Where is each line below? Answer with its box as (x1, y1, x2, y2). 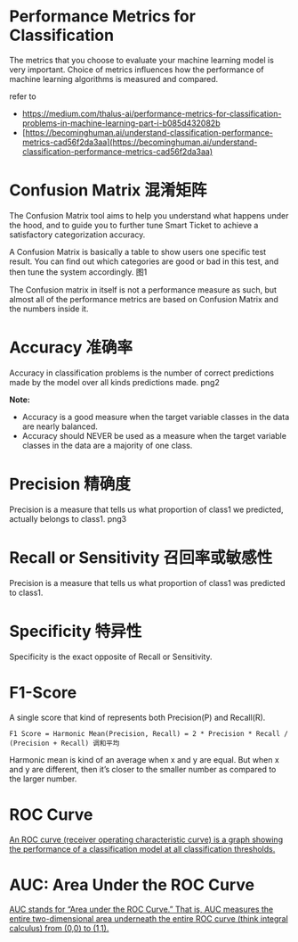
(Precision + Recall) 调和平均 (9, 739, 120, 748)
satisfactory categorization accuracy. (9, 229, 146, 240)
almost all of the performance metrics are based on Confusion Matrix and (9, 293, 278, 304)
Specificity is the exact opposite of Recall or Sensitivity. (9, 651, 213, 662)
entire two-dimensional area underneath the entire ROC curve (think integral (9, 913, 289, 924)
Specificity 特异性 (9, 621, 142, 641)
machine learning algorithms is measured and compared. (9, 73, 219, 84)
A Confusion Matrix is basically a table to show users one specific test (9, 246, 267, 257)
